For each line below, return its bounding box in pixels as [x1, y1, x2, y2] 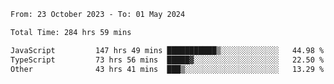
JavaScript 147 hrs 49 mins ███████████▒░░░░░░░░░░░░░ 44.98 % [10, 45, 325, 55]
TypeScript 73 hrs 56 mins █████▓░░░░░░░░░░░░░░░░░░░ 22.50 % [10, 55, 325, 65]
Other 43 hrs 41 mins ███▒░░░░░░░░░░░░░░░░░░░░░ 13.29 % [10, 64, 325, 74]
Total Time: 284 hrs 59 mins [10, 27, 132, 37]
